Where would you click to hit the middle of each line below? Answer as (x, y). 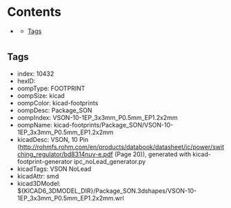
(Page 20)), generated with (153, 154)
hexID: (26, 81)
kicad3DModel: (39, 183)
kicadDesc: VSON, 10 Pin (52, 139)
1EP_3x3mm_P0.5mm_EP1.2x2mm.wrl (70, 198)
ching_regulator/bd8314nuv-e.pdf (65, 154)
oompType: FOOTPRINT (51, 88)
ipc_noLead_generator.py (110, 161)
